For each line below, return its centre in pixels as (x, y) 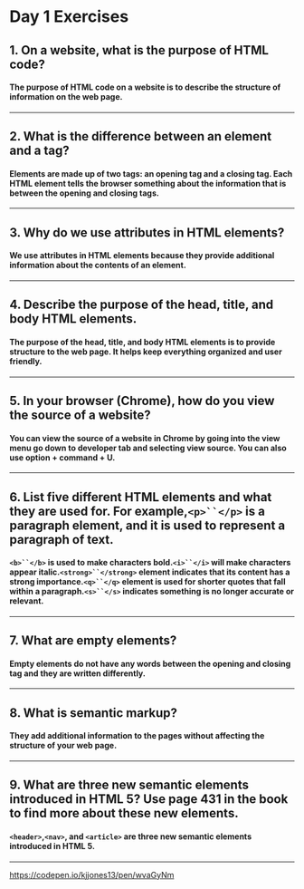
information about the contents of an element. (98, 266)
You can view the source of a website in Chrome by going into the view (145, 438)
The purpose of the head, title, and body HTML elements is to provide (142, 342)
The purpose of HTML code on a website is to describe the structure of (145, 87)
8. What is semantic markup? (94, 713)
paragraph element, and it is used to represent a (147, 525)
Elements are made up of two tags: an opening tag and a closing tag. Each (151, 173)
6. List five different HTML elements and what (141, 497)
